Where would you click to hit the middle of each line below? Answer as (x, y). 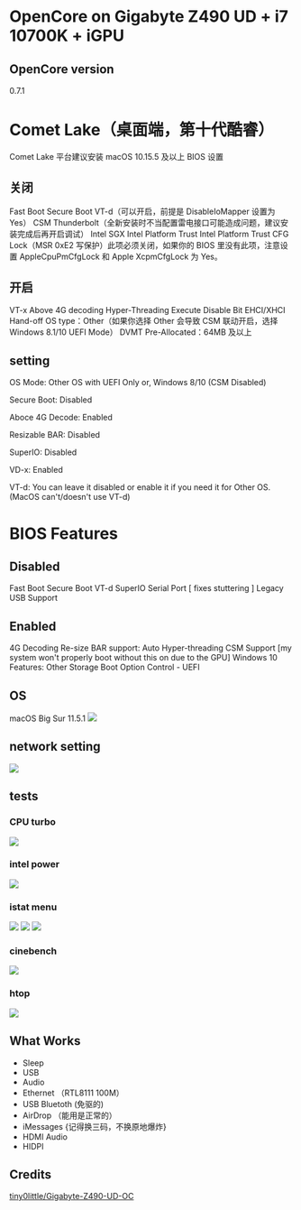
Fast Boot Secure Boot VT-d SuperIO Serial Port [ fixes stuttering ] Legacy (146, 588)
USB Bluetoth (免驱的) (63, 1104)
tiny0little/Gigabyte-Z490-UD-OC (72, 1196)
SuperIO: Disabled (43, 452)
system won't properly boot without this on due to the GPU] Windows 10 (143, 658)
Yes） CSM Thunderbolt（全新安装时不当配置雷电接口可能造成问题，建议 (145, 222)
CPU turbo (32, 822)
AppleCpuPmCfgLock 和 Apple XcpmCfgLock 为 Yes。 (121, 256)
